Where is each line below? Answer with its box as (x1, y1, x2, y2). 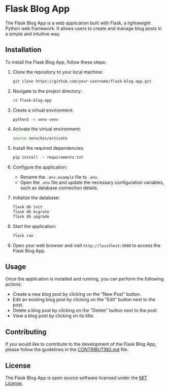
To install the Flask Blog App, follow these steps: (5, 59, 107, 65)
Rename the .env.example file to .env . (20, 174, 99, 180)
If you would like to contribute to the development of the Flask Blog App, (5, 341, 157, 347)
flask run (12, 233, 34, 238)
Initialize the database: (12, 194, 60, 201)
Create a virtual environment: (12, 107, 74, 113)
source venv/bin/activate (12, 136, 67, 141)
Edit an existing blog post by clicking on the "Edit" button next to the (12, 296, 156, 303)
